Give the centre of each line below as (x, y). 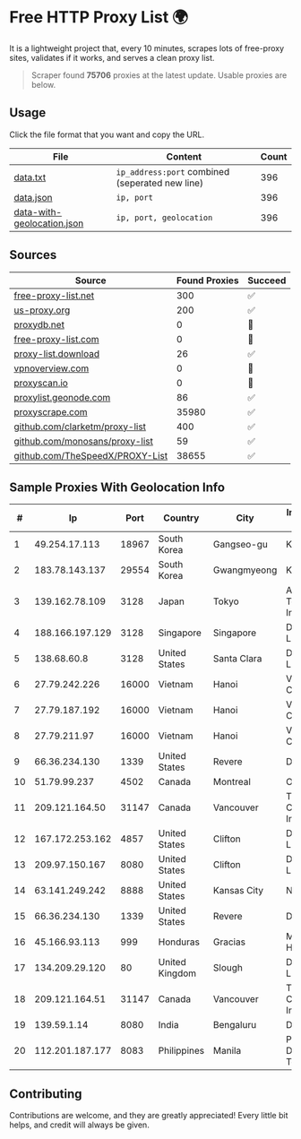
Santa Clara (238, 659)
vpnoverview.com (52, 368)
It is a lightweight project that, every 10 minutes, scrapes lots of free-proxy (147, 48)
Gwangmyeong (245, 570)
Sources (33, 255)
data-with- (38, 211)
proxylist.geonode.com (62, 397)
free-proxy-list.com (57, 339)
